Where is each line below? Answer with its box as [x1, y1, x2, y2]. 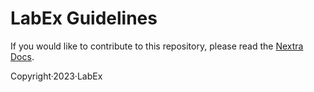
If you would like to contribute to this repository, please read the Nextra [10, 40, 304, 52]
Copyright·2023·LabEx [10, 70, 103, 82]
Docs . [10, 50, 35, 62]
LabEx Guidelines [10, 7, 158, 30]
